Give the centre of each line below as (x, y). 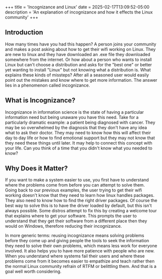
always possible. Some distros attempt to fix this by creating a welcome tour (81, 211)
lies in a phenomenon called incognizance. (48, 85)
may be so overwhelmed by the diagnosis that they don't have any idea (76, 127)
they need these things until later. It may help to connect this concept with (79, 143)
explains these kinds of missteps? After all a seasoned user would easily (77, 75)
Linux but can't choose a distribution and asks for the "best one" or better (79, 64)
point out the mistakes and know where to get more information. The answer (81, 80)
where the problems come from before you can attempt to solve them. (75, 185)
